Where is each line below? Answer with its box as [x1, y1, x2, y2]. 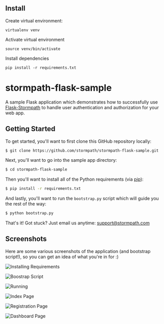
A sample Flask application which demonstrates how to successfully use [5, 99, 158, 105]
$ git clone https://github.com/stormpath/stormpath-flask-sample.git [5, 148, 159, 153]
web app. [5, 110, 25, 116]
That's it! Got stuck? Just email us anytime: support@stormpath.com [5, 220, 150, 226]
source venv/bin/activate [5, 46, 60, 52]
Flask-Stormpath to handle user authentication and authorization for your [5, 104, 159, 110]
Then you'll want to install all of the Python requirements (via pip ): [5, 176, 144, 183]
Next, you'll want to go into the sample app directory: [5, 157, 118, 163]
